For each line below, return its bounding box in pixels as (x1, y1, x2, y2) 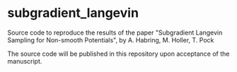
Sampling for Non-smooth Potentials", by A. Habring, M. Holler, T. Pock (7, 35, 214, 44)
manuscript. (7, 56, 42, 65)
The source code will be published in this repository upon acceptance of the (7, 49, 230, 58)
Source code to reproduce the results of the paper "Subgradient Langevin (7, 28, 223, 37)
